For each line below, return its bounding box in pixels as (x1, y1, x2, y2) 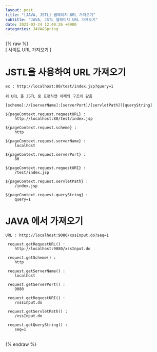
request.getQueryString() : (7, 322, 68, 327)
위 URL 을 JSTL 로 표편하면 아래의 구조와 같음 (5, 94, 93, 99)
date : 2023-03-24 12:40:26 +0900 (5, 22, 77, 27)
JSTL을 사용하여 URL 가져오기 (5, 67, 126, 78)
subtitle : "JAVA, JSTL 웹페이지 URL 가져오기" (5, 17, 98, 22)
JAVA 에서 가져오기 (5, 216, 83, 227)
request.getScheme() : (7, 255, 56, 260)
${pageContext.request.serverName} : (5, 139, 86, 144)
